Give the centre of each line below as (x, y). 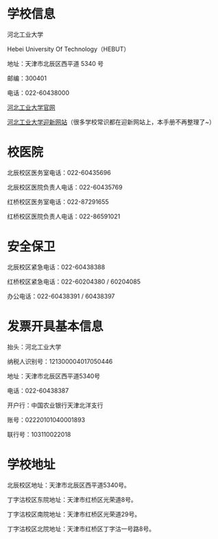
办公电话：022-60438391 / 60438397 (61, 296)
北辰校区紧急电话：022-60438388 (56, 267)
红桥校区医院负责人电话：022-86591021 (64, 216)
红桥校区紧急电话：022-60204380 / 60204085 (74, 282)
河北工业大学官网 (31, 107)
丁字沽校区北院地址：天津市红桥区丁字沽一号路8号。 (81, 529)
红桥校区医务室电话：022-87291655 (58, 202)
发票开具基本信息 (56, 326)
